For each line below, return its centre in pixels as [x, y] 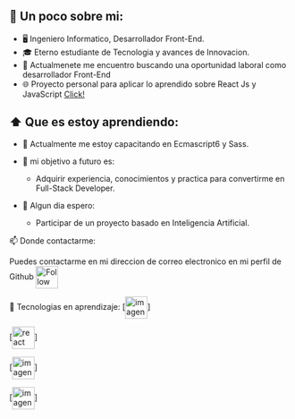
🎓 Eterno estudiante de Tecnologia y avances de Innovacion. [136, 52]
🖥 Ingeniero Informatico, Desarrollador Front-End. [113, 38]
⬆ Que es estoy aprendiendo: [94, 122]
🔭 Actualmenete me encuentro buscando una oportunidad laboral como [154, 64]
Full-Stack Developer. [75, 188]
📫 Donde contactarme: [53, 240]
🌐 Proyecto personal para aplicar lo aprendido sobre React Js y [139, 84]
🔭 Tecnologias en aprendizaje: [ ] [80, 306]
